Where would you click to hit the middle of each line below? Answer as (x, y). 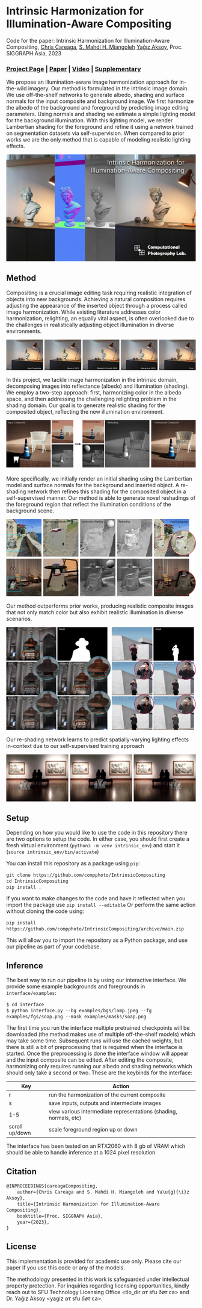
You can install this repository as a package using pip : (73, 864)
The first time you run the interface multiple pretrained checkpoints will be (98, 1028)
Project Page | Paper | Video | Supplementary (74, 69)
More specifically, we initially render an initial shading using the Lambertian (99, 479)
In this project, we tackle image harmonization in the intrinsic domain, (92, 379)
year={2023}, (33, 1222)
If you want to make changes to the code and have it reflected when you (96, 898)
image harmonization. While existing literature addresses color (84, 312)
